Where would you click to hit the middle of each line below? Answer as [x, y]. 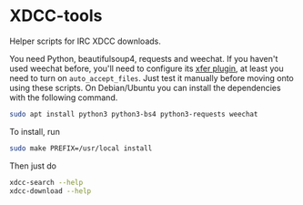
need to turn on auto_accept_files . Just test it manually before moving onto [151, 77]
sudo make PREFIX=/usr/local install [81, 148]
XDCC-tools [56, 16]
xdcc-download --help [50, 191]
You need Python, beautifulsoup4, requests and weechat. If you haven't [144, 58]
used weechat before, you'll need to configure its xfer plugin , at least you [146, 68]
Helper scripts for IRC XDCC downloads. [85, 41]
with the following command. [64, 97]
